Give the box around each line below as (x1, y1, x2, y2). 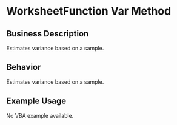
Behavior (6, 62, 41, 72)
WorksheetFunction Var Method (6, 4, 172, 18)
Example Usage (6, 96, 67, 106)
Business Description (6, 29, 89, 39)
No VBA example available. (6, 112, 74, 119)
